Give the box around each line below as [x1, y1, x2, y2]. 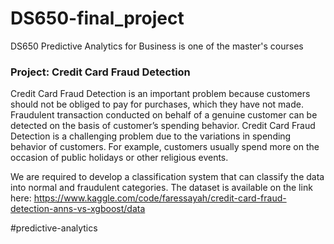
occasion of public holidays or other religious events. [10, 152, 229, 164]
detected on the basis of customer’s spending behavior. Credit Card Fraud [10, 120, 316, 132]
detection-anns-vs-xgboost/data [10, 203, 146, 215]
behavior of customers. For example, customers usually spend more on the [10, 141, 320, 153]
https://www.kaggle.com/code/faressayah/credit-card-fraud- [33, 192, 287, 204]
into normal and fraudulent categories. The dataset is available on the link [10, 182, 313, 194]
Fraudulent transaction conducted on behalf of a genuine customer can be [10, 109, 318, 121]
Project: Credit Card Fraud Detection [10, 65, 191, 79]
